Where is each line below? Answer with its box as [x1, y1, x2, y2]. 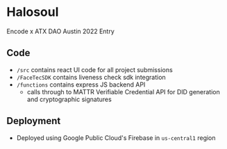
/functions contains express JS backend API [16, 80, 146, 89]
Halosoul [6, 4, 59, 20]
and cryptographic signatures [26, 95, 112, 103]
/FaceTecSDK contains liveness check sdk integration [16, 73, 166, 81]
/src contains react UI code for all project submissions [16, 65, 173, 73]
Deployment [6, 115, 61, 127]
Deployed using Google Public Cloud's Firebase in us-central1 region [16, 133, 216, 142]
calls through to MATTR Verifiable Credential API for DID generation [26, 87, 220, 96]
